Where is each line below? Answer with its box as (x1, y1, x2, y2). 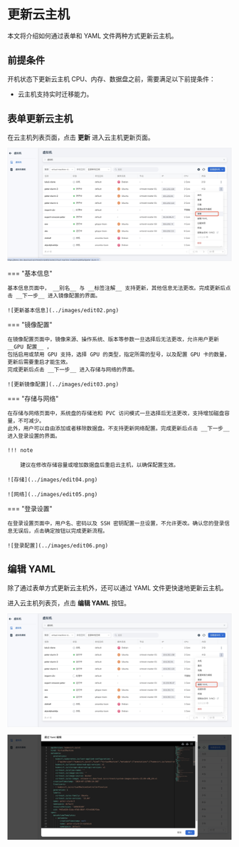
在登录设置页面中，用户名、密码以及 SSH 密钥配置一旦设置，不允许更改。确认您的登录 (7, 520, 225, 528)
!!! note (7, 447, 33, 454)
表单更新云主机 (7, 113, 73, 125)
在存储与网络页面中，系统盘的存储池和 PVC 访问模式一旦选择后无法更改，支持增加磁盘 (7, 410, 225, 417)
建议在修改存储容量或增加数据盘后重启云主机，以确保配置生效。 (20, 461, 179, 469)
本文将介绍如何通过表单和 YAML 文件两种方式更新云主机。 (7, 31, 178, 40)
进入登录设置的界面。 (7, 433, 60, 440)
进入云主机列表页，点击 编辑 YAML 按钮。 (7, 598, 130, 607)
